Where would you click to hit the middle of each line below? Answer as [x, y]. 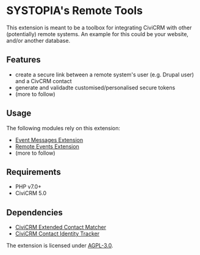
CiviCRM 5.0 [31, 193]
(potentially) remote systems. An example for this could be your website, [98, 34]
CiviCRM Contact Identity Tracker [57, 234]
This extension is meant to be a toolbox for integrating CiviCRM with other [99, 28]
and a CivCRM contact [43, 81]
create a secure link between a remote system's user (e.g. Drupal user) [104, 75]
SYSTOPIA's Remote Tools [75, 11]
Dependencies [34, 212]
